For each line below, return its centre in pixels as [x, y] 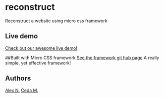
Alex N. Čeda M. [22, 90]
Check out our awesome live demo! [41, 48]
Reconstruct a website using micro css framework [56, 21]
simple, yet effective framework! [38, 63]
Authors [18, 79]
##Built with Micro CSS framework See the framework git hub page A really [82, 58]
